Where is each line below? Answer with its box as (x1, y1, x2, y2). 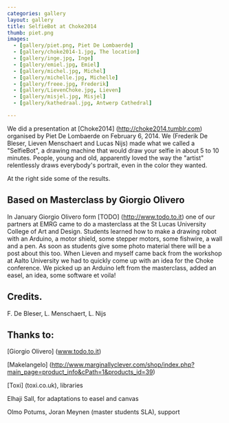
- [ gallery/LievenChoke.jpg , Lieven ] (13, 87, 122, 94)
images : (7, 36, 30, 43)
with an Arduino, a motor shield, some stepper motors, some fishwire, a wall (7, 235, 223, 243)
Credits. (7, 291, 43, 303)
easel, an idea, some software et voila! (7, 271, 116, 279)
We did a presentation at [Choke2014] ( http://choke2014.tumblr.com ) (7, 124, 203, 133)
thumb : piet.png (7, 29, 54, 36)
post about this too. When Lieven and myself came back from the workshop (7, 249, 222, 257)
